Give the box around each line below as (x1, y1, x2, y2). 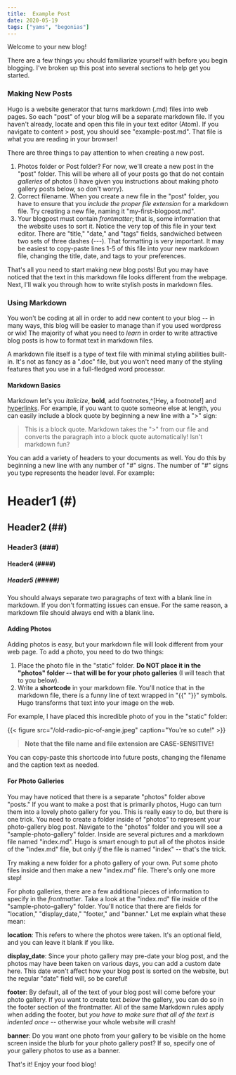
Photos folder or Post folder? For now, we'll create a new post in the (17, 162, 214, 170)
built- (211, 350, 227, 358)
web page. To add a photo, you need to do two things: (7, 648, 164, 656)
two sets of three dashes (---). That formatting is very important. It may (17, 236, 225, 245)
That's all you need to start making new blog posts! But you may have (7, 265, 209, 274)
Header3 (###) (7, 542, 59, 552)
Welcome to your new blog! (7, 43, 87, 51)
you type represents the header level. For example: (7, 469, 155, 477)
